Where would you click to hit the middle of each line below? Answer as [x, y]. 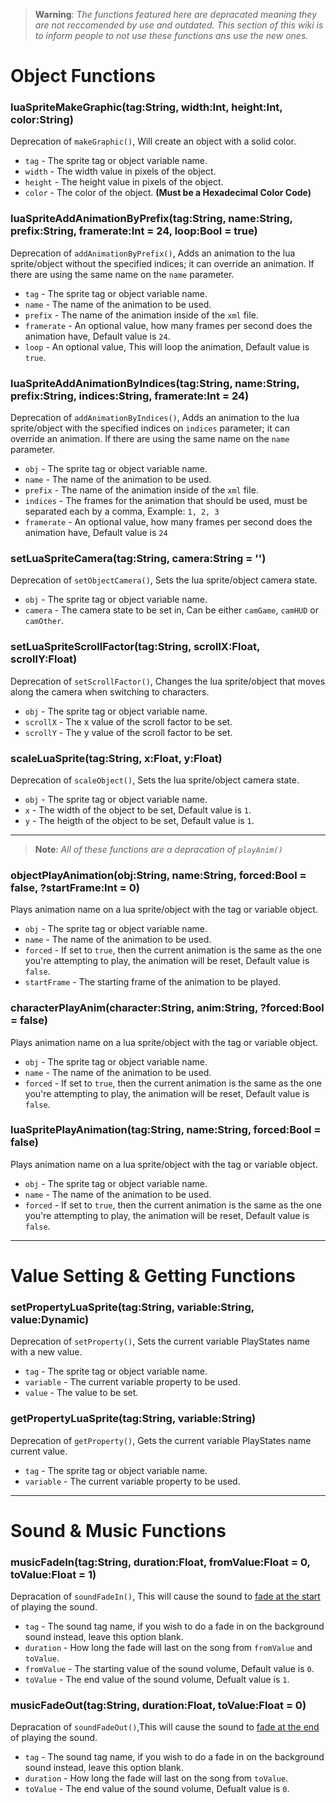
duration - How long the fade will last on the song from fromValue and [168, 1648]
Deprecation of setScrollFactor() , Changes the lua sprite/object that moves [168, 681]
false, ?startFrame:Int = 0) [75, 887]
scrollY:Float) [44, 659]
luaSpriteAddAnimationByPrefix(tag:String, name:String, [151, 219]
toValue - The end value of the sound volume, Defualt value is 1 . [157, 1680]
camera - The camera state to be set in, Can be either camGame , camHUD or [171, 610]
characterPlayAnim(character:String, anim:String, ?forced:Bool [167, 1008]
